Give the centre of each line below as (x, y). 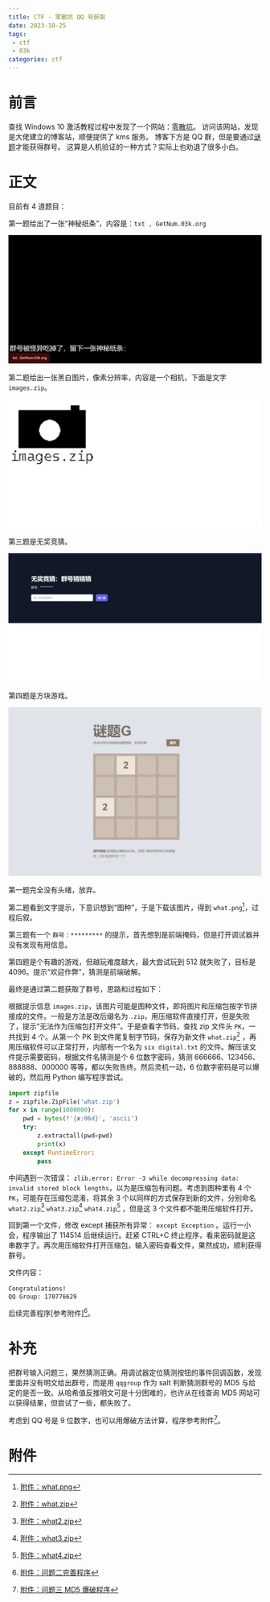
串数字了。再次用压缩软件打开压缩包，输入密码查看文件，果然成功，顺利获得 (135, 1245)
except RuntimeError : (59, 1153)
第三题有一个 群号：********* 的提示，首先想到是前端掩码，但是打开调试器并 (134, 935)
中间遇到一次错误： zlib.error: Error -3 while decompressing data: (124, 1178)
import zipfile (34, 1093)
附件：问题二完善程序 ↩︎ (59, 1573)
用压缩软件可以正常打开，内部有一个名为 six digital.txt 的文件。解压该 (129, 1046)
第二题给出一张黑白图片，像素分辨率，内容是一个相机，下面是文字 (117, 377)
